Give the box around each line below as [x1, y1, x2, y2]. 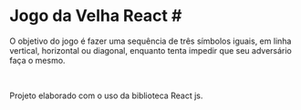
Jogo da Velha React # [9, 5, 182, 26]
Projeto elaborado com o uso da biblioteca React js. [9, 90, 203, 101]
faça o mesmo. [9, 55, 66, 65]
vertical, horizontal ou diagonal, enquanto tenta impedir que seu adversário [9, 45, 292, 55]
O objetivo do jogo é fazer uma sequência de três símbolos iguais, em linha [9, 35, 292, 46]
